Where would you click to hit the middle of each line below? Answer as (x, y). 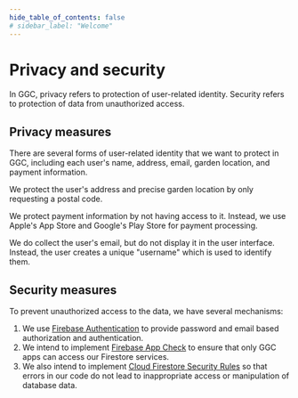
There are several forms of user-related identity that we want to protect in (144, 153)
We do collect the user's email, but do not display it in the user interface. (142, 243)
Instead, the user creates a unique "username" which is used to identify (141, 252)
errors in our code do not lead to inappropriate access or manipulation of (156, 376)
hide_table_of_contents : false (67, 17)
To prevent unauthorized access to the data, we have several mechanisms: (146, 312)
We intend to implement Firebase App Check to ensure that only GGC (149, 347)
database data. (49, 386)
